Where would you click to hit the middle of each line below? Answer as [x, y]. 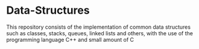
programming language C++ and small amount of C [70, 39]
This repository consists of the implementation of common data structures [99, 27]
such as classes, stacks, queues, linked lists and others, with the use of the [100, 33]
